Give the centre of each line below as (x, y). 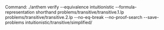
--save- (151, 17)
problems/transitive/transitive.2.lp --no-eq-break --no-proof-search (74, 17)
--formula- (126, 7)
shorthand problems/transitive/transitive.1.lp (80, 12)
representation (20, 12)
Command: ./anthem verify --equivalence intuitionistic (59, 7)
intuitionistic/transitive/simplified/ (59, 22)
